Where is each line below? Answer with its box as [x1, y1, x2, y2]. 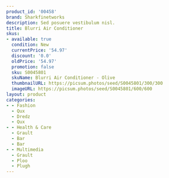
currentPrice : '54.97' [11, 47, 68, 53]
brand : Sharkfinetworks [6, 14, 65, 20]
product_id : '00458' [6, 8, 58, 15]
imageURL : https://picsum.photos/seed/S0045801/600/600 [11, 86, 152, 92]
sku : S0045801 [11, 69, 46, 75]
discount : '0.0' [11, 53, 52, 59]
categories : [6, 97, 36, 103]
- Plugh [11, 163, 31, 169]
